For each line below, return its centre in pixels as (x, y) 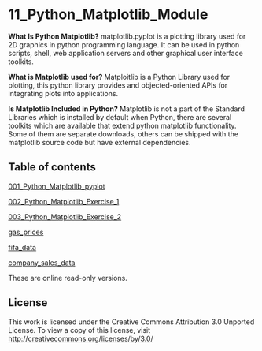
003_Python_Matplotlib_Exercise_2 (65, 217)
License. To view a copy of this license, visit (79, 330)
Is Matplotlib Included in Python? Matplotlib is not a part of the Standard (127, 109)
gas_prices (26, 232)
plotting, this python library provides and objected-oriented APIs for (118, 85)
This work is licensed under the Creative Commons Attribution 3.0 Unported (131, 322)
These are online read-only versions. (68, 278)
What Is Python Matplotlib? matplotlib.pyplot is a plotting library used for (127, 36)
